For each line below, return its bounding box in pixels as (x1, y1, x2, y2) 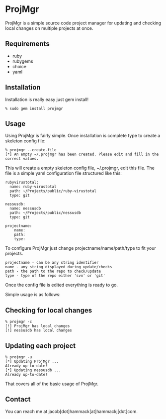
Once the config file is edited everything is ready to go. (5, 282, 118, 288)
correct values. (5, 156, 39, 161)
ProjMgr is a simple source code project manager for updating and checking (5, 20, 162, 26)
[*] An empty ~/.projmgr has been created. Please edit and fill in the (5, 152, 159, 157)
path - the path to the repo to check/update (5, 269, 101, 274)
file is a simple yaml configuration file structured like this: (5, 170, 122, 176)
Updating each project (5, 341, 76, 350)
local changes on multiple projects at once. (5, 25, 93, 31)
